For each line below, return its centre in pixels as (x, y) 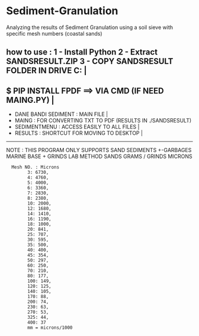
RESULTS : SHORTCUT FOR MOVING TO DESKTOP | (79, 133)
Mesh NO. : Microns (36, 167)
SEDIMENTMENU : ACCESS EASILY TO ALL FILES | (77, 127)
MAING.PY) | (30, 100)
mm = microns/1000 (50, 328)
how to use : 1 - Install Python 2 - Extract (82, 52)
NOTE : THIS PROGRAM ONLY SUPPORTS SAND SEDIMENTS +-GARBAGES (99, 150)
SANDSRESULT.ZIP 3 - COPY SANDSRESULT (90, 61)
